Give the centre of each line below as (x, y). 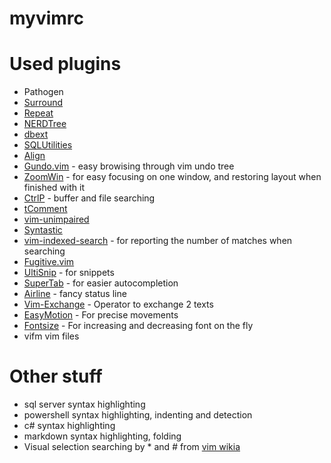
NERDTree (45, 124)
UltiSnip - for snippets (69, 273)
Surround (43, 103)
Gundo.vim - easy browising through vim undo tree (129, 166)
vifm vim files (51, 336)
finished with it (54, 188)
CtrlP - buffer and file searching (89, 198)
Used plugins (65, 64)
